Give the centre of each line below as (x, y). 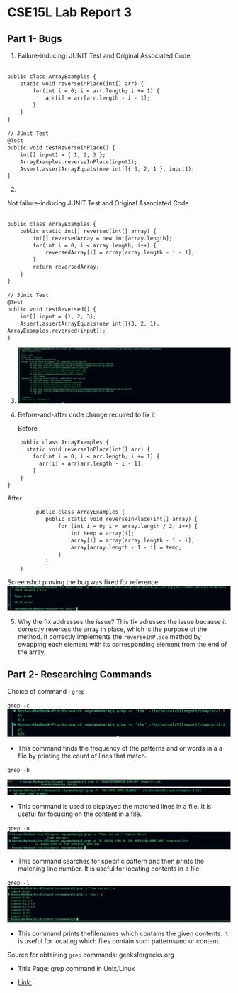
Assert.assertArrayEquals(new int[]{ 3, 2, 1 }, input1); (107, 169)
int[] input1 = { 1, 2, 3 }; (63, 155)
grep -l (19, 883)
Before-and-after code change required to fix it (86, 414)
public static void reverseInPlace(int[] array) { (121, 519)
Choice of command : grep (46, 692)
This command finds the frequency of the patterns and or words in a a (120, 748)
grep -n (19, 828)
